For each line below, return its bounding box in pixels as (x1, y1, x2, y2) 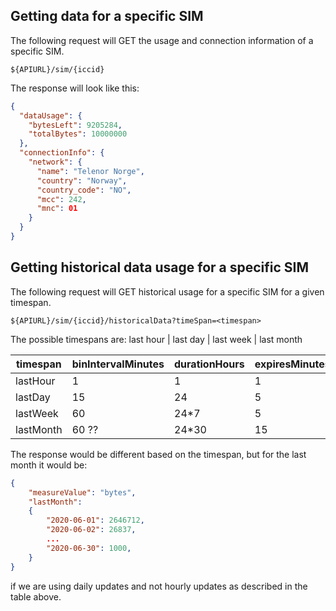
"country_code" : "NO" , (36, 185, 132, 195)
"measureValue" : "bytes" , (28, 487, 137, 498)
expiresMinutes (254, 357, 331, 371)
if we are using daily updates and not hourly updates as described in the (10, 580, 308, 592)
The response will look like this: (10, 82, 140, 94)
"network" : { (28, 157, 83, 168)
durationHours (174, 357, 245, 371)
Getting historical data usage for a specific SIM (10, 259, 310, 276)
